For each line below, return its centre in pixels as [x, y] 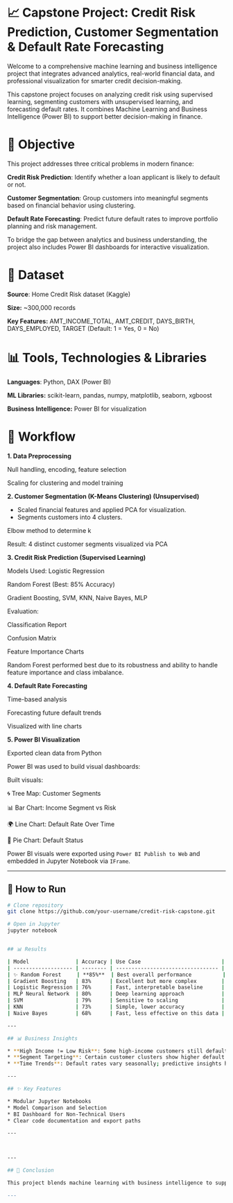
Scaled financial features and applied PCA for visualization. [102, 509]
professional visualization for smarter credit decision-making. [95, 80]
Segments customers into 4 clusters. [70, 517]
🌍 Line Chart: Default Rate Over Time [61, 824]
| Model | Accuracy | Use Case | [116, 962]
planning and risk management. [52, 226]
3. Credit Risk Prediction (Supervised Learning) [77, 557]
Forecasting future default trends [54, 713]
